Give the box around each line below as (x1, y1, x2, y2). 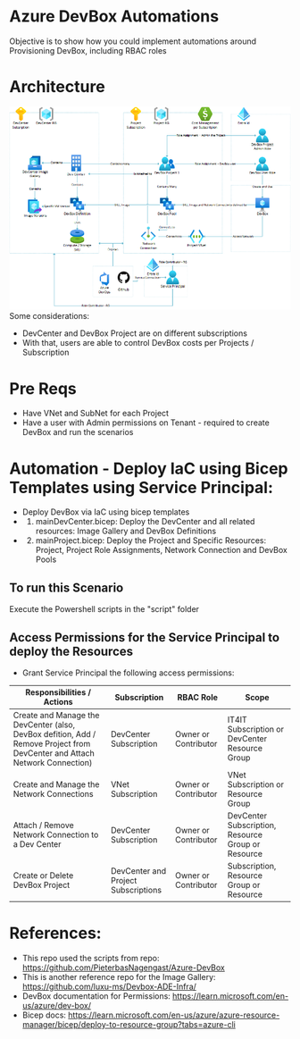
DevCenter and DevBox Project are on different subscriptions (21, 328, 248, 339)
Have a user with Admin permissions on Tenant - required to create (21, 417, 270, 428)
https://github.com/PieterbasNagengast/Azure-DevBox (21, 962, 225, 973)
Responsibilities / (25, 687, 92, 698)
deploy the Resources (9, 643, 134, 658)
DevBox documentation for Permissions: (21, 990, 171, 1001)
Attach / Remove (12, 820, 74, 831)
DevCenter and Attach (12, 748, 96, 758)
